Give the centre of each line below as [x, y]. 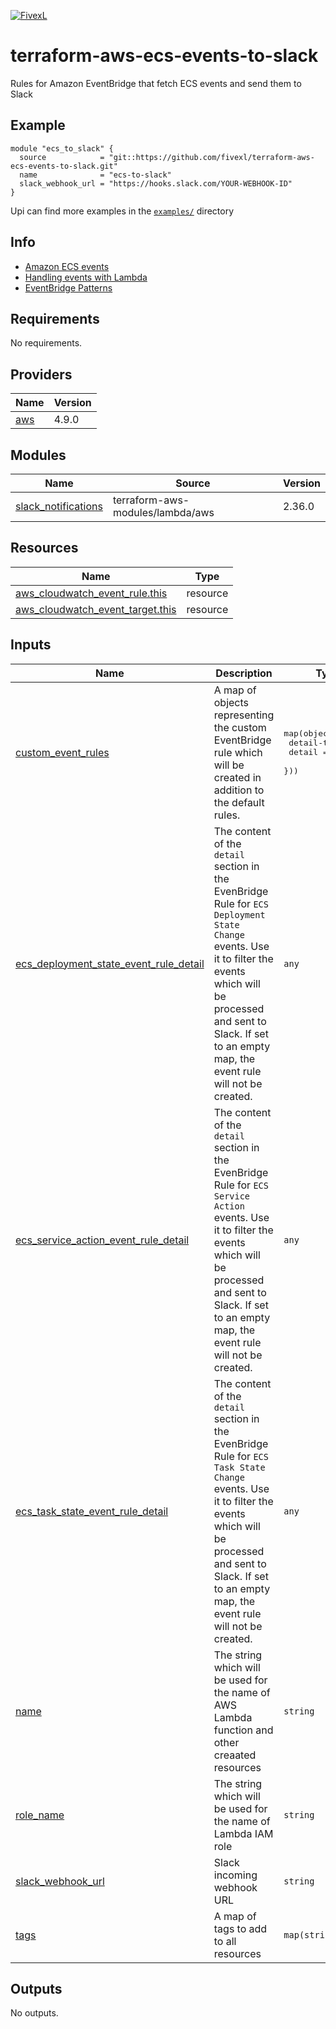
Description [244, 673]
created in [237, 777]
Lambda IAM [243, 1833]
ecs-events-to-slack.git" [64, 166]
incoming [235, 1875]
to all [225, 1941]
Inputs [31, 645]
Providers [41, 374]
